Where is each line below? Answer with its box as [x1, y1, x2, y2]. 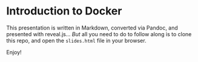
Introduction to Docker [6, 4, 122, 18]
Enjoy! [6, 48, 22, 55]
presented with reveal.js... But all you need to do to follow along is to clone [6, 30, 192, 37]
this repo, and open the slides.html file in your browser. [6, 37, 147, 44]
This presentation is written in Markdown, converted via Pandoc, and [6, 24, 179, 31]
